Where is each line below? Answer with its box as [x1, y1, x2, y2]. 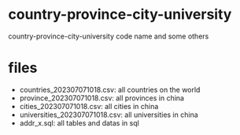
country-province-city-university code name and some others [8, 31, 209, 41]
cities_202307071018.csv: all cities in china [19, 101, 159, 111]
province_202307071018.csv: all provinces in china [19, 93, 185, 103]
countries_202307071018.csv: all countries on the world [19, 85, 201, 94]
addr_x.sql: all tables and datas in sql [19, 118, 139, 127]
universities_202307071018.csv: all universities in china [19, 110, 198, 119]
